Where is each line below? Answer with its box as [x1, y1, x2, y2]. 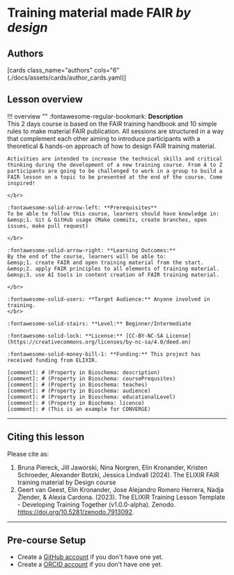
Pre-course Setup [7, 535, 86, 546]
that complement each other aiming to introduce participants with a [7, 134, 201, 142]
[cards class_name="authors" [7, 66, 93, 74]
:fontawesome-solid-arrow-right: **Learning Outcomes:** [7, 246, 176, 254]
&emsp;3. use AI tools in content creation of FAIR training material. [7, 271, 219, 278]
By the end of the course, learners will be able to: [7, 253, 167, 260]
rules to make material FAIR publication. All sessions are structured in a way [7, 127, 224, 135]
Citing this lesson [7, 431, 85, 443]
